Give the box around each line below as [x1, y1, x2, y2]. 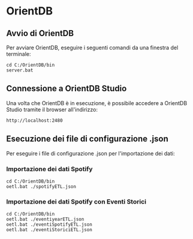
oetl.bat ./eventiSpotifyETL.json [6, 222, 93, 228]
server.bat [6, 67, 34, 73]
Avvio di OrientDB [6, 28, 74, 38]
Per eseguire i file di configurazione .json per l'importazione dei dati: [6, 150, 175, 157]
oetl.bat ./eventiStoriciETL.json [6, 227, 93, 233]
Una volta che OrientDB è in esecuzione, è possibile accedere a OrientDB [6, 99, 188, 106]
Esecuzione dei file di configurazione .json [6, 134, 169, 144]
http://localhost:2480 [6, 117, 63, 124]
